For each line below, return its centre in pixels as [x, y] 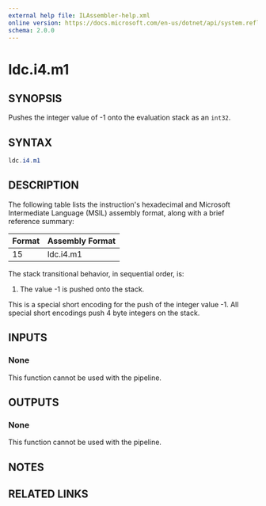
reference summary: [42, 221]
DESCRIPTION [44, 186]
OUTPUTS [34, 402]
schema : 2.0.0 [32, 30]
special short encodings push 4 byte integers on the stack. [104, 313]
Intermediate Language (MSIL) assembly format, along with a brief [116, 213]
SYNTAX [30, 142]
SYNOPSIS [35, 99]
